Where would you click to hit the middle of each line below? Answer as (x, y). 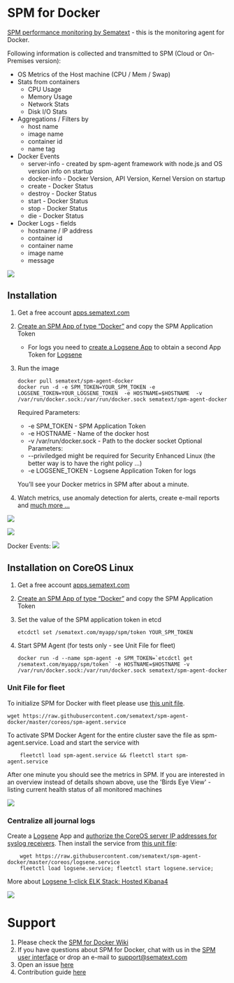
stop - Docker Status (58, 208)
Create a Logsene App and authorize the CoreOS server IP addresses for (112, 836)
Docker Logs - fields (47, 223)
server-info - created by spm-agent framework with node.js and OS (125, 163)
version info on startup (60, 171)
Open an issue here (45, 965)
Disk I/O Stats (47, 111)
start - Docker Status (58, 200)
